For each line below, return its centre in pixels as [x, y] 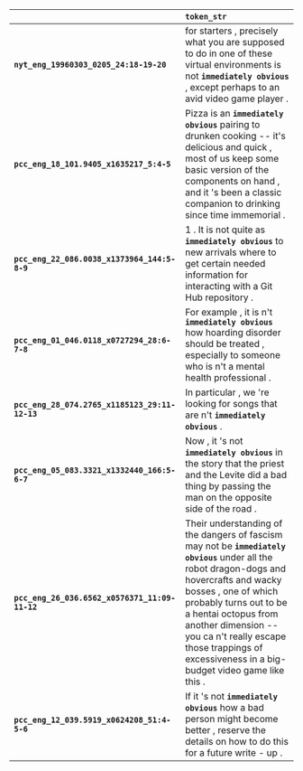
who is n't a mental [225, 367]
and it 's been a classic [233, 192]
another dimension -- [231, 625]
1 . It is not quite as [225, 230]
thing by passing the [228, 486]
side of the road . [220, 508]
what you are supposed [234, 42]
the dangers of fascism [234, 535]
